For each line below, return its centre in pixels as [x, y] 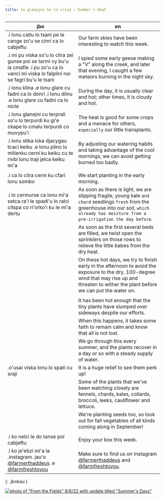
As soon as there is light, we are [115, 189]
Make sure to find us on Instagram [118, 454]
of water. [89, 359]
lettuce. [87, 406]
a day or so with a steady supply [116, 353]
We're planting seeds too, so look [117, 414]
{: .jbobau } [16, 481]
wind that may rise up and [108, 278]
